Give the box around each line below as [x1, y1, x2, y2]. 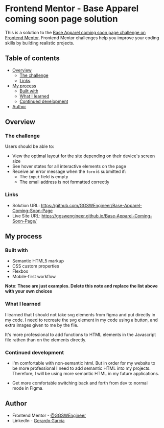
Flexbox [12, 268, 28, 274]
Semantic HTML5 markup [12, 258, 64, 264]
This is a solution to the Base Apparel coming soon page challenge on [5, 29, 146, 35]
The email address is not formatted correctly [19, 179, 110, 185]
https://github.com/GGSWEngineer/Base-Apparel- [41, 202, 142, 208]
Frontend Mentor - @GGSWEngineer [12, 412, 86, 418]
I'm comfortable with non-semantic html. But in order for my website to [12, 360, 156, 366]
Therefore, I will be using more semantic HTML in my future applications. [12, 371, 159, 377]
